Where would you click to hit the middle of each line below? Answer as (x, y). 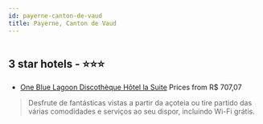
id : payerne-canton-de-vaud (55, 16)
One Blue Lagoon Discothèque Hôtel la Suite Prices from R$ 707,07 (131, 87)
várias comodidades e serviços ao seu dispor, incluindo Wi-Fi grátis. (141, 112)
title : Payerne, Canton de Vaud (62, 23)
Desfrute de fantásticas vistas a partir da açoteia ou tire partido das (140, 103)
